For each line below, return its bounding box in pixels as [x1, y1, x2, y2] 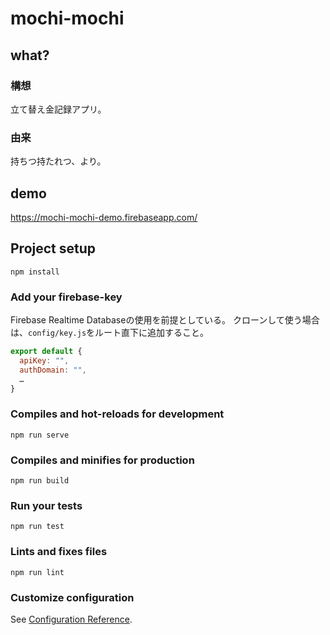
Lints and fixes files [10, 545, 108, 559]
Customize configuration [10, 590, 135, 604]
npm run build [10, 476, 70, 486]
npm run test [10, 522, 65, 532]
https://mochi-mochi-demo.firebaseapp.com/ [10, 211, 198, 223]
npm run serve [10, 430, 70, 440]
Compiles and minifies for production [10, 453, 195, 467]
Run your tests [10, 498, 83, 512]
